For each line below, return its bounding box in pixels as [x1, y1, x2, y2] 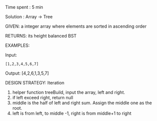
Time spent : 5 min [5, 4, 43, 10]
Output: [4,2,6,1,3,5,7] [5, 70, 49, 76]
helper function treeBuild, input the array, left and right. [12, 89, 125, 95]
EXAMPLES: [5, 42, 30, 48]
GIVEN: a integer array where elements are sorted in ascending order [5, 23, 147, 29]
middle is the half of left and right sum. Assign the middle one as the [12, 100, 153, 106]
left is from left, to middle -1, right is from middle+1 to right [12, 111, 132, 116]
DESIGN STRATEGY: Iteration [5, 80, 65, 85]
